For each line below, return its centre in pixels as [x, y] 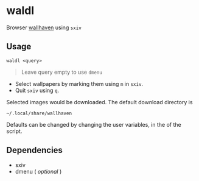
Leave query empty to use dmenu [61, 72]
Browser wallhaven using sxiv [44, 27]
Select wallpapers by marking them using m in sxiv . [79, 83]
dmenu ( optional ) [38, 171]
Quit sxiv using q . [37, 90]
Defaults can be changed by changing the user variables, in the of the [94, 124]
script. [14, 131]
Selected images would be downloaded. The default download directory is [100, 102]
